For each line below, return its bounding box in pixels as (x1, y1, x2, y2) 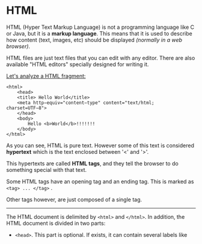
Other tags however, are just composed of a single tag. (6, 196, 142, 203)
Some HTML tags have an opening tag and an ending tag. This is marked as (6, 178, 194, 185)
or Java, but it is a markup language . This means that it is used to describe (6, 29, 192, 37)
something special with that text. (6, 166, 87, 173)
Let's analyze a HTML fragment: (6, 72, 86, 79)
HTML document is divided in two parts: (6, 219, 106, 227)
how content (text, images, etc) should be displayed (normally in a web (6, 36, 182, 43)
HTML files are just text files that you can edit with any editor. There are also (6, 54, 195, 61)
